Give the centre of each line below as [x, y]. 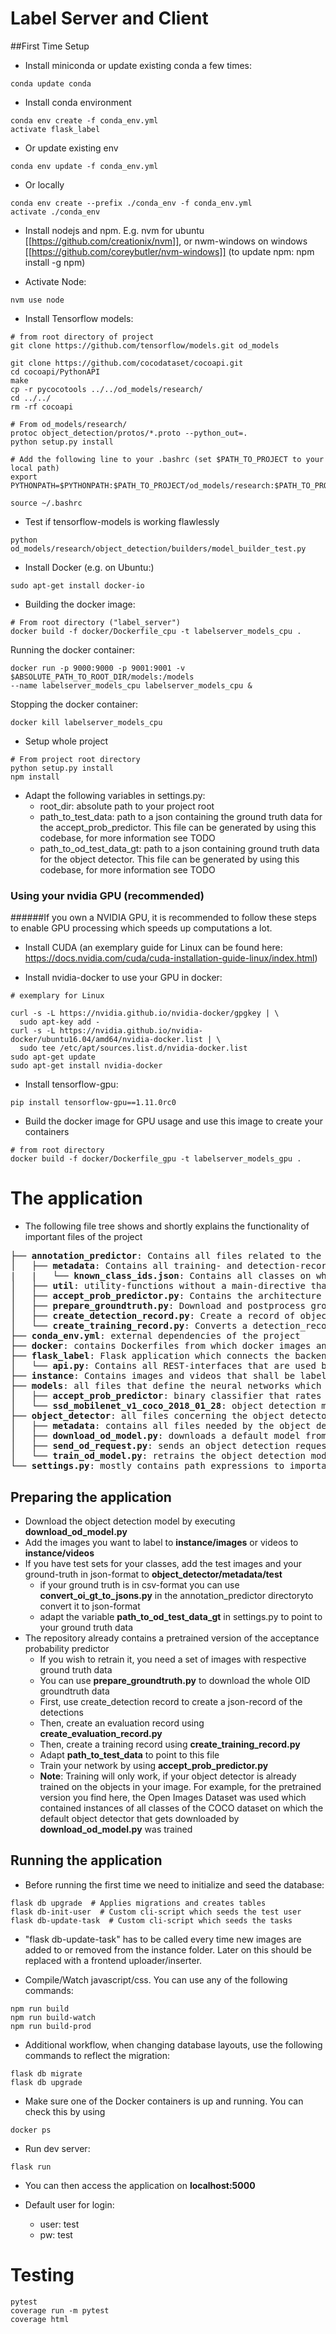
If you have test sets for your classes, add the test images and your [163, 1563]
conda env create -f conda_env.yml [84, 120]
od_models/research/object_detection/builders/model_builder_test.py [158, 548]
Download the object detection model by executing [130, 1521]
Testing [42, 2274]
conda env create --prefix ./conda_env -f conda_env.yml [131, 203]
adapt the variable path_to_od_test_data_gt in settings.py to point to [181, 1616]
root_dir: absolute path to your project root [127, 806]
